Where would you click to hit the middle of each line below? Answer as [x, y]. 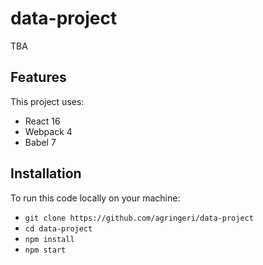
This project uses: [47, 101]
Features [38, 77]
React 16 [42, 121]
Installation [46, 173]
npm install [49, 239]
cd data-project [58, 228]
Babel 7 [40, 142]
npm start [45, 250]
